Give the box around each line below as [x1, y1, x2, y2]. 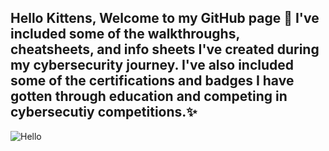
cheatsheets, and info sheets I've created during [10, 41, 320, 58]
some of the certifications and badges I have [10, 72, 295, 90]
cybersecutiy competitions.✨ [10, 104, 198, 121]
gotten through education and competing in [10, 88, 288, 105]
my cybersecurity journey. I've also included [10, 57, 294, 74]
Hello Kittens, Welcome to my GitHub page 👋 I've [10, 10, 320, 27]
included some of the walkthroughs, [10, 26, 240, 43]
